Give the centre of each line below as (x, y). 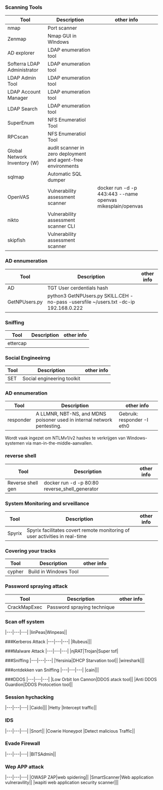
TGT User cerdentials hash (78, 287)
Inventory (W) (23, 163)
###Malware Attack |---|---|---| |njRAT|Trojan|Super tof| (62, 651)
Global (15, 151)
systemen (15, 443)
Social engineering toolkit (51, 378)
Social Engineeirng (28, 358)
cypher (16, 572)
